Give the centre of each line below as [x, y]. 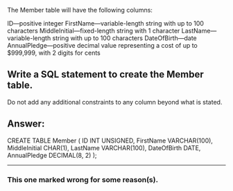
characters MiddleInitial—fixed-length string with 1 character [94, 31]
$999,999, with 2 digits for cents [54, 53]
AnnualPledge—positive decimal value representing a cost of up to [102, 45]
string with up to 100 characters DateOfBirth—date [125, 38]
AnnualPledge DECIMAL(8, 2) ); [52, 155]
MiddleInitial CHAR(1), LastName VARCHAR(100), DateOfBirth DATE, [104, 147]
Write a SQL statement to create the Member [106, 74]
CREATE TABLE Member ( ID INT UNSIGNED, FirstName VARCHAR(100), [110, 140]
